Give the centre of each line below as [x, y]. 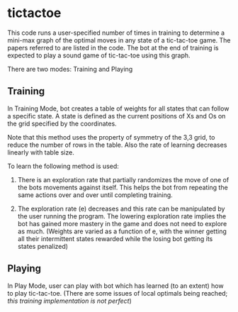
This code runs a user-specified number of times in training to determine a [116, 33]
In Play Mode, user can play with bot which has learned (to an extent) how [116, 286]
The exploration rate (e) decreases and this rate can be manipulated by [121, 208]
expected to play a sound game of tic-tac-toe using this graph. [99, 55]
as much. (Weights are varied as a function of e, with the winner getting [122, 231]
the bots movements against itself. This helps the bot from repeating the [123, 187]
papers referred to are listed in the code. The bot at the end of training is [113, 48]
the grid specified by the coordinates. [62, 123]
